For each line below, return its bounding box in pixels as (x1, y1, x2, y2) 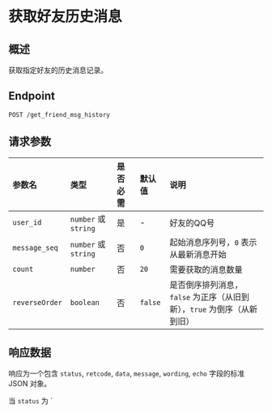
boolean (70, 298, 100, 307)
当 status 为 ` (8, 396, 53, 406)
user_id (12, 217, 42, 227)
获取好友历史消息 (8, 7, 123, 26)
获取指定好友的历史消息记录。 (8, 66, 108, 75)
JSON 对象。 (8, 379, 52, 389)
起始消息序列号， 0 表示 (169, 236, 257, 247)
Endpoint (8, 89, 55, 103)
